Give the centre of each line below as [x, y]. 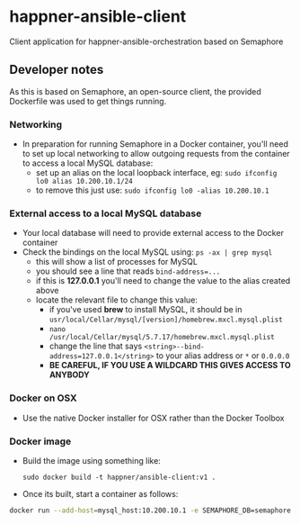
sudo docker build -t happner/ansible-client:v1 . [119, 477]
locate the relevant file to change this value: [116, 300]
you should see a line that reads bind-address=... [128, 271]
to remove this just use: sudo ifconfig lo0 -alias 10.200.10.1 [152, 190]
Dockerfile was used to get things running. [88, 101]
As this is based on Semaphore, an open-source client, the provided [136, 91]
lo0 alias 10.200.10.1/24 [84, 182]
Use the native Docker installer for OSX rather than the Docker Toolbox [153, 418]
